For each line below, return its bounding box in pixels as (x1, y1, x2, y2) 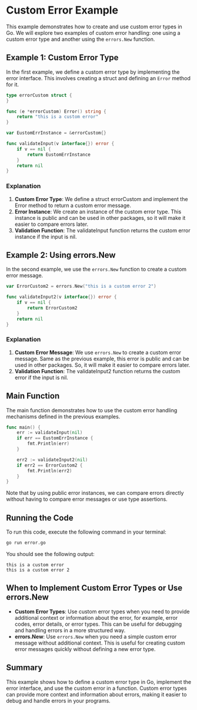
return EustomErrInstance (27, 152, 91, 157)
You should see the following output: (6, 551, 95, 558)
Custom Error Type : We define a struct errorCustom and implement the (14, 195, 188, 202)
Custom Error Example (6, 4, 119, 17)
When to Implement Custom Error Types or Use (6, 583, 183, 593)
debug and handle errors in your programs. (6, 697, 111, 704)
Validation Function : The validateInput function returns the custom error (14, 226, 191, 234)
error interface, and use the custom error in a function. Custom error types (6, 685, 187, 692)
